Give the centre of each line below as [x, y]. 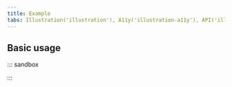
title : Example [29, 13]
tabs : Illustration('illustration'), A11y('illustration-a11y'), [103, 20]
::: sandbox [23, 65]
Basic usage [34, 48]
